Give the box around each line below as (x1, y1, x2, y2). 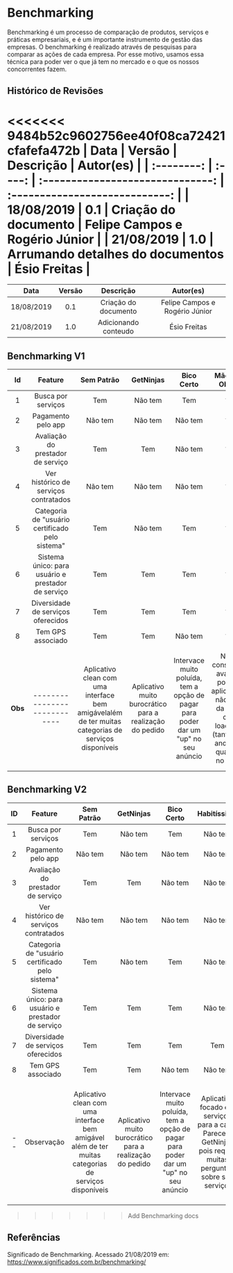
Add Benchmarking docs (128, 1211, 199, 1219)
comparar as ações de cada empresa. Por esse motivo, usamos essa (7, 50, 205, 58)
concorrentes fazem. (7, 65, 67, 73)
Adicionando (97, 318, 139, 328)
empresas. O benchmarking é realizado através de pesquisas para (7, 42, 197, 51)
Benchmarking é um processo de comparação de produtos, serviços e (7, 28, 209, 36)
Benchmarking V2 (7, 784, 87, 796)
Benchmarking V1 (7, 350, 85, 362)
